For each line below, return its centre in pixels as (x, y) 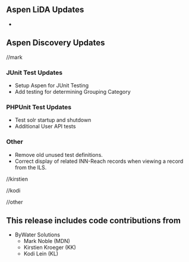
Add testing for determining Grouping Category (73, 91)
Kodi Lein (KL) (41, 254)
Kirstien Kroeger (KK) (50, 247)
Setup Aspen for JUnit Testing (52, 85)
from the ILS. (31, 167)
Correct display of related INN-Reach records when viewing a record (99, 161)
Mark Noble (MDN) (47, 241)
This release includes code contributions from (94, 220)
